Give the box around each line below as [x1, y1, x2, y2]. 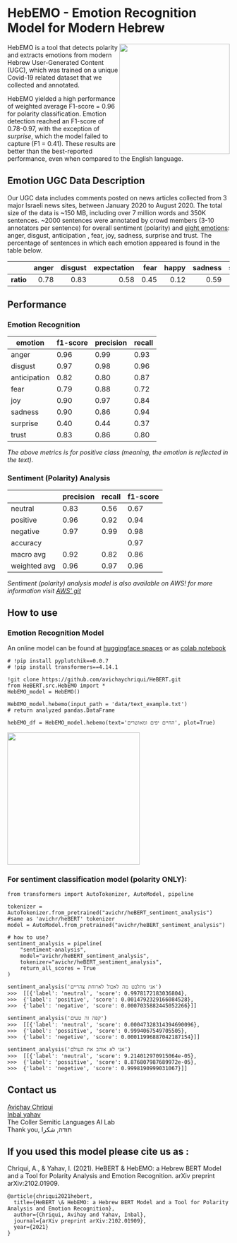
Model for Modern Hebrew [7, 20, 165, 36]
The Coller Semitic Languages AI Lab [7, 1117, 115, 1126]
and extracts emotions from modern [7, 51, 112, 59]
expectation [93, 262, 135, 272]
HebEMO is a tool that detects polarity [7, 43, 119, 51]
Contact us [7, 1084, 57, 1096]
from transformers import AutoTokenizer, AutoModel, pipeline [7, 890, 194, 897]
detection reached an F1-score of [7, 116, 104, 125]
